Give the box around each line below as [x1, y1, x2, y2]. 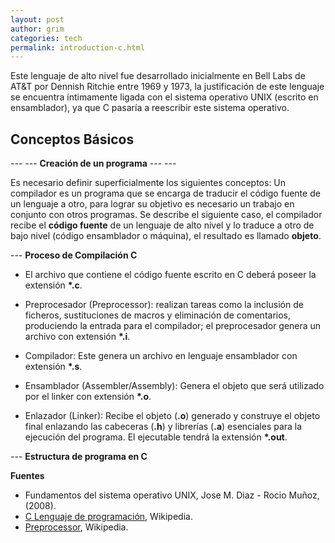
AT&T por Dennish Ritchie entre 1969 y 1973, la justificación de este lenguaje [10, 81, 325, 93]
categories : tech [10, 33, 83, 43]
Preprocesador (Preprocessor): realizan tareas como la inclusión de [24, 299, 304, 311]
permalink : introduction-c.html [10, 42, 145, 53]
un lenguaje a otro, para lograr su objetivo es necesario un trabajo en [10, 198, 295, 210]
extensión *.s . [24, 361, 83, 373]
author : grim [10, 24, 65, 34]
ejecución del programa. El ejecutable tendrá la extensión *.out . [24, 431, 288, 443]
